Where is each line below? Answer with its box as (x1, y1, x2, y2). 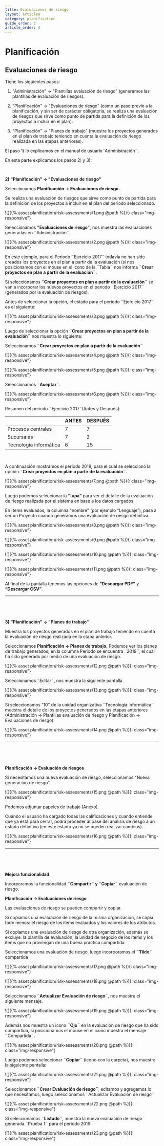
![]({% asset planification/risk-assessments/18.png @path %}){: (5, 978, 133, 984)
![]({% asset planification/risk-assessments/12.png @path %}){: (5, 663, 133, 669)
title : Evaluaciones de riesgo (5, 7, 69, 12)
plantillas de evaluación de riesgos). (12, 93, 85, 99)
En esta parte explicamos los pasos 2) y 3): (5, 157, 92, 163)
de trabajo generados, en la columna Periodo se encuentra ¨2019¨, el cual (5, 648, 155, 654)
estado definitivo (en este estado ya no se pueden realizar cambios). (5, 824, 143, 830)
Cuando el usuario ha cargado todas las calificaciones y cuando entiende (5, 814, 153, 819)
